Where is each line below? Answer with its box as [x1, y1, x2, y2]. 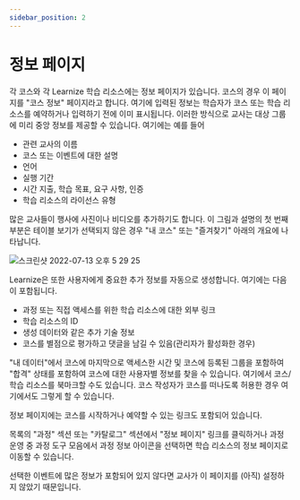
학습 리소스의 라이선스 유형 [21, 194, 116, 205]
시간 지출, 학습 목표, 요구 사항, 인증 [21, 183, 144, 194]
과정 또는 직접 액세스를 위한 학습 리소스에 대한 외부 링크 [21, 304, 217, 315]
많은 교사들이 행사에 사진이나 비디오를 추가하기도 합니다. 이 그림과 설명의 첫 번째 [9, 213, 289, 224]
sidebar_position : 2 [9, 13, 87, 22]
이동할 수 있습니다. [9, 451, 74, 461]
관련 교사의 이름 [21, 138, 78, 149]
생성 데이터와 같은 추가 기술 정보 [21, 326, 135, 337]
